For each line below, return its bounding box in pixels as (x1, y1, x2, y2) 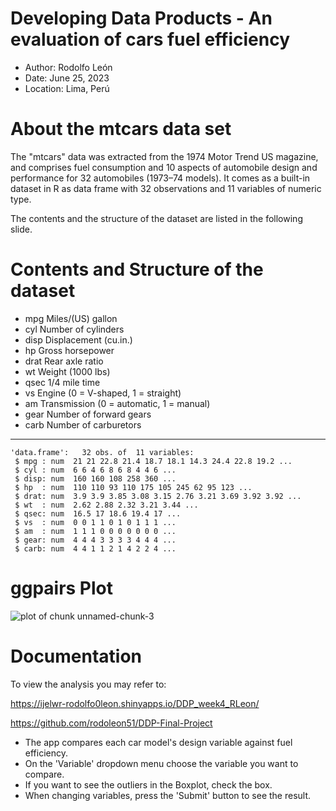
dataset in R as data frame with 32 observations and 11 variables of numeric (10, 182, 322, 194)
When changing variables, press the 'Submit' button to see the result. (24, 789, 312, 801)
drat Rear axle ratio (24, 355, 104, 367)
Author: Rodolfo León (24, 61, 113, 73)
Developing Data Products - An (10, 7, 273, 30)
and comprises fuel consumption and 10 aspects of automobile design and (10, 161, 318, 173)
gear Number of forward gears (24, 408, 152, 420)
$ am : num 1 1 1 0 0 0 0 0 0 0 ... (14, 526, 177, 536)
